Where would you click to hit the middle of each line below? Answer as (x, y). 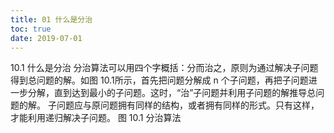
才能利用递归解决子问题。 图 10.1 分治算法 (96, 118)
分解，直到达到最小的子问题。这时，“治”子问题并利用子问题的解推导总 (172, 93)
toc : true (31, 29)
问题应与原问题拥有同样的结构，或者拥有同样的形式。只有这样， (188, 105)
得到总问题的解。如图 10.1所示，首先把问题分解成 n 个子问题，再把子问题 (159, 80)
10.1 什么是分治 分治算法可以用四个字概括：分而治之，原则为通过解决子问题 (164, 68)
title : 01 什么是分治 (51, 19)
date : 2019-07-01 (46, 38)
